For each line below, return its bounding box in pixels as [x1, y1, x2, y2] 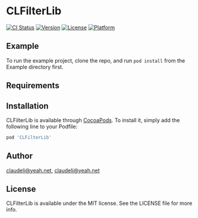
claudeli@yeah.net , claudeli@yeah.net [6, 167, 100, 174]
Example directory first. [6, 63, 64, 70]
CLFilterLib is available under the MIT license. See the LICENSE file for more [6, 200, 193, 207]
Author [6, 151, 33, 161]
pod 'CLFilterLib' [6, 134, 52, 141]
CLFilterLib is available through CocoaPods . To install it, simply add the [6, 116, 180, 123]
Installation [6, 101, 49, 111]
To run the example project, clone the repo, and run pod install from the [6, 57, 186, 64]
